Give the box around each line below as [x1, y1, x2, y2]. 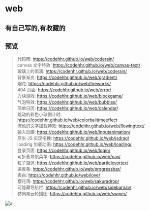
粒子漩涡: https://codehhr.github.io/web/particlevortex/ [17, 160, 129, 166]
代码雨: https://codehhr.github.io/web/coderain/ [17, 56, 114, 62]
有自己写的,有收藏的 [5, 24, 66, 32]
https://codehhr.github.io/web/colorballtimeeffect [17, 117, 118, 123]
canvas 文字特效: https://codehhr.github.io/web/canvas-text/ [17, 62, 141, 68]
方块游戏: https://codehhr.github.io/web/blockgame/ [17, 93, 123, 99]
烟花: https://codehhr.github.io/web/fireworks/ [17, 81, 111, 87]
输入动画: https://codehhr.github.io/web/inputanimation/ [17, 129, 131, 135]
